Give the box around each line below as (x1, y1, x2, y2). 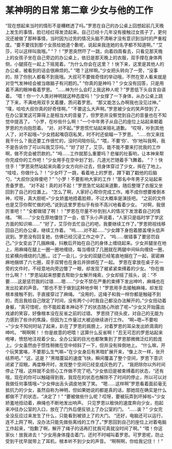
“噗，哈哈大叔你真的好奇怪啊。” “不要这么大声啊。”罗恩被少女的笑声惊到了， (5, 105, 163, 111)
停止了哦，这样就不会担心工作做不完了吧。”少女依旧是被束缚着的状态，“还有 (5, 368, 164, 374)
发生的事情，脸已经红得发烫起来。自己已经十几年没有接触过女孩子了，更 (9, 29, 162, 35)
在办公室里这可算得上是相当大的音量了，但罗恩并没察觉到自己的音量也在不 (5, 112, 162, 118)
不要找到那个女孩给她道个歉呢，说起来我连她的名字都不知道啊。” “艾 (20, 41, 163, 48)
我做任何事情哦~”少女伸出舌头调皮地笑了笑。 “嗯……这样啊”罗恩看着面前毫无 (5, 380, 167, 387)
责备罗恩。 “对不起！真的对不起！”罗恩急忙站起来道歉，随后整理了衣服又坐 (5, 182, 163, 188)
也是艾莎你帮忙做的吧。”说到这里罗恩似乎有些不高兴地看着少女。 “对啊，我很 (5, 201, 165, 208)
